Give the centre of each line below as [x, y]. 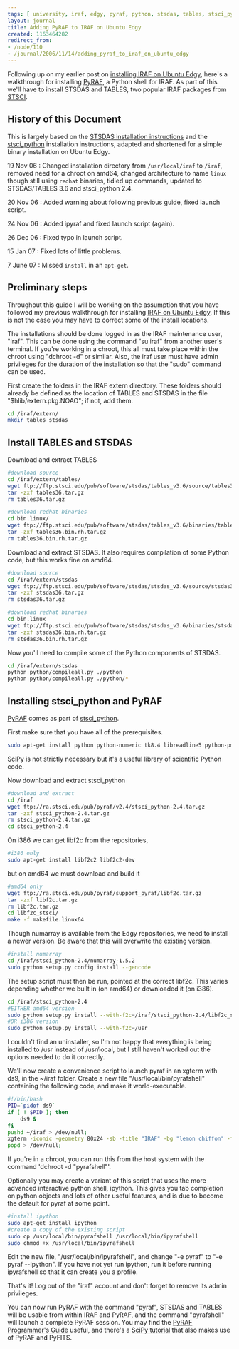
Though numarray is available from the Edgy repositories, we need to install [118, 934]
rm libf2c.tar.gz [33, 906]
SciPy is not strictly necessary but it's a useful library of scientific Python [115, 759]
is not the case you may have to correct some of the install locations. [108, 320]
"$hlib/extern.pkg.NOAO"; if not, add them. [70, 400]
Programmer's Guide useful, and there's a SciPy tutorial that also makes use [119, 1330]
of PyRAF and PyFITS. [40, 1337]
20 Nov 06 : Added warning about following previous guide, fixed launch [114, 202]
